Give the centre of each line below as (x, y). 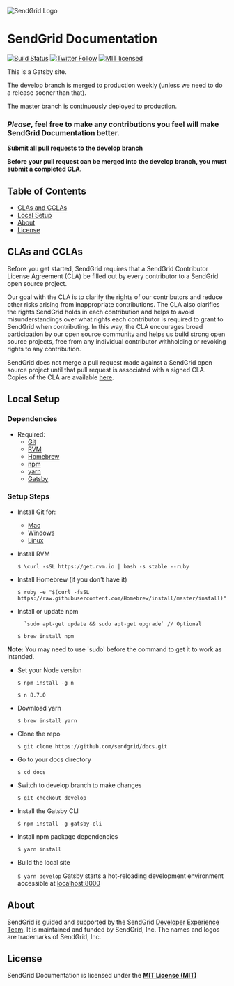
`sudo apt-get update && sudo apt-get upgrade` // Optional (113, 624)
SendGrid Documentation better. (63, 132)
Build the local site (44, 862)
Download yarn (39, 708)
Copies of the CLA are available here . (61, 377)
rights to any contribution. (44, 349)
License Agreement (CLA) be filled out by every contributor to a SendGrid (113, 276)
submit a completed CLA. (45, 169)
